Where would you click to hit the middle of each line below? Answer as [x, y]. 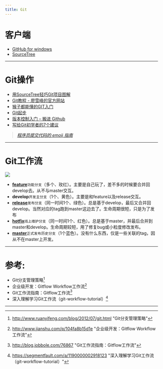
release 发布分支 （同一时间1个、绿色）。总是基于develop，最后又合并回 [81, 203]
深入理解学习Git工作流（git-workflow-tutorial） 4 [60, 298]
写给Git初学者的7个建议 [35, 125]
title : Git [16, 9]
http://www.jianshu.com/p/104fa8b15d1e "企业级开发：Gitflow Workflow [84, 329]
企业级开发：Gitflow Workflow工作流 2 [49, 286]
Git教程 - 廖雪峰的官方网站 [38, 100]
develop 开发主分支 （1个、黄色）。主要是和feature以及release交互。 [78, 197]
